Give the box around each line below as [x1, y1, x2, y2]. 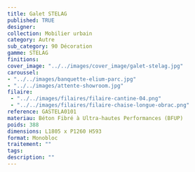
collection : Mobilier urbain [7, 29, 93, 37]
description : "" [7, 154, 55, 161]
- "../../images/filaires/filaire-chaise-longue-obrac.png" [10, 102, 190, 109]
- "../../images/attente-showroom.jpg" [7, 82, 124, 89]
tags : [7, 147, 23, 154]
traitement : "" [7, 141, 52, 148]
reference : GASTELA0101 [7, 108, 77, 115]
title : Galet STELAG [7, 10, 68, 18]
